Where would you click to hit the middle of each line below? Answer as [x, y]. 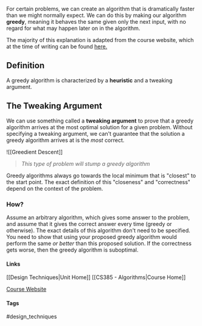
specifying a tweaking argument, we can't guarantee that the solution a [96, 133]
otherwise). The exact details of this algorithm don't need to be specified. [98, 230]
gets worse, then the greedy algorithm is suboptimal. [72, 250]
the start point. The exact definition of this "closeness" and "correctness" [98, 182]
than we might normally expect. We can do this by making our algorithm [96, 15]
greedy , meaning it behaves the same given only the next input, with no [96, 22]
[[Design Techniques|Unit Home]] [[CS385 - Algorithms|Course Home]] [96, 277]
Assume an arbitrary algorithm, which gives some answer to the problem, [98, 217]
